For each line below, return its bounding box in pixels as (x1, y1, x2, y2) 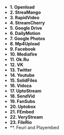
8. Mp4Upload (9, 41, 40, 46)
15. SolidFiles (9, 77, 37, 83)
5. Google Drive (9, 25, 42, 31)
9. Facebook (9, 46, 36, 52)
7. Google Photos (9, 35, 45, 41)
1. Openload (9, 4, 35, 10)
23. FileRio (9, 119, 32, 125)
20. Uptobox (9, 103, 36, 109)
